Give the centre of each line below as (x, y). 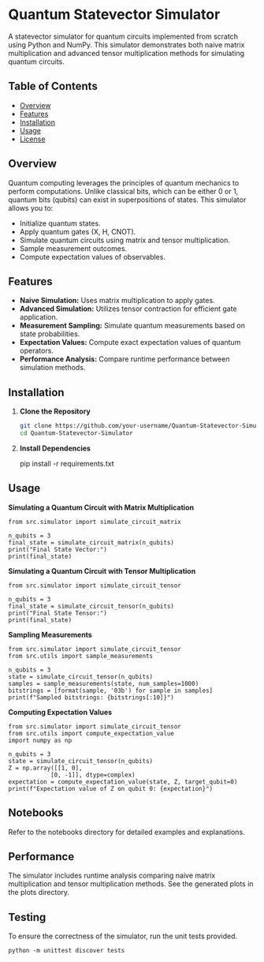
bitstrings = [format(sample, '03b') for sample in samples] (111, 691)
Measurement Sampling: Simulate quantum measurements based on (132, 326)
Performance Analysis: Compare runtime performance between (125, 359)
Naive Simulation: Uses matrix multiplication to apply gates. (117, 301)
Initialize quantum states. (60, 223)
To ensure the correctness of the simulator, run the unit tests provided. (123, 936)
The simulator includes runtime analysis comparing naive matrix (112, 876)
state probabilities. (50, 334)
